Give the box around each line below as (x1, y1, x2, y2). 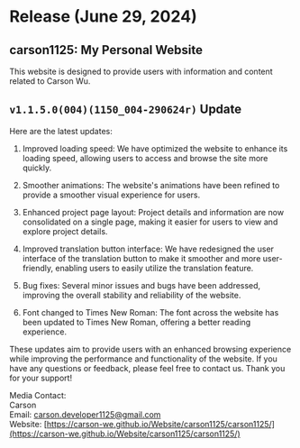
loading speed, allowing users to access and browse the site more (22, 152, 268, 163)
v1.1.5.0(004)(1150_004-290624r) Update (9, 102, 242, 117)
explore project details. (22, 225, 108, 236)
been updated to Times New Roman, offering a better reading (22, 316, 251, 327)
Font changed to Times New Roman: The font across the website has (22, 306, 279, 317)
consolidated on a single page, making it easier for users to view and (22, 216, 278, 227)
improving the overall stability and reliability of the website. (22, 289, 241, 300)
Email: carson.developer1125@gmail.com (9, 408, 161, 420)
